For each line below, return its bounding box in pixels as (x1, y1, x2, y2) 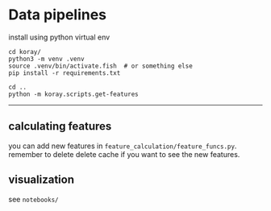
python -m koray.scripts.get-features (8, 90, 139, 98)
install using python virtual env (8, 32, 110, 42)
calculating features (8, 119, 112, 134)
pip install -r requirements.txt (8, 68, 121, 77)
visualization (8, 173, 75, 187)
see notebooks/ (8, 194, 59, 204)
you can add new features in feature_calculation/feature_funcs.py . (8, 141, 237, 151)
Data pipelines (8, 6, 107, 24)
